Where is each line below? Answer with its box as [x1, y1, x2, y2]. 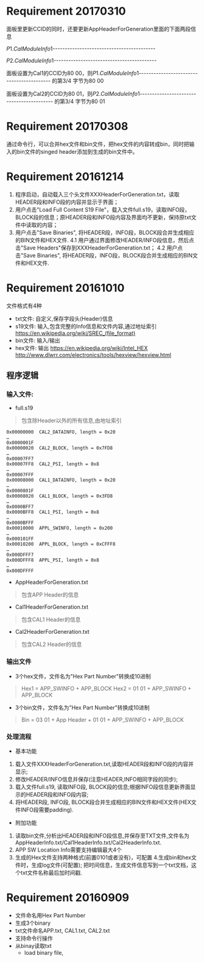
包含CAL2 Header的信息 [21, 641, 82, 648]
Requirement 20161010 [6, 281, 125, 295]
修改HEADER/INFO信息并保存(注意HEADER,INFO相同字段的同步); [15, 776, 178, 783]
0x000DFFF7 [6, 552, 34, 558]
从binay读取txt [15, 942, 52, 949]
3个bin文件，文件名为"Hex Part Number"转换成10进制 [15, 703, 150, 711]
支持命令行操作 [15, 935, 53, 942]
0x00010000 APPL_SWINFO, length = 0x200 [6, 525, 113, 531]
